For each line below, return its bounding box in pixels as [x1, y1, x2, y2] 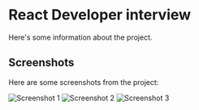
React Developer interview [8, 6, 192, 24]
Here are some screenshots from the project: [8, 77, 159, 87]
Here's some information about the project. [8, 32, 153, 42]
